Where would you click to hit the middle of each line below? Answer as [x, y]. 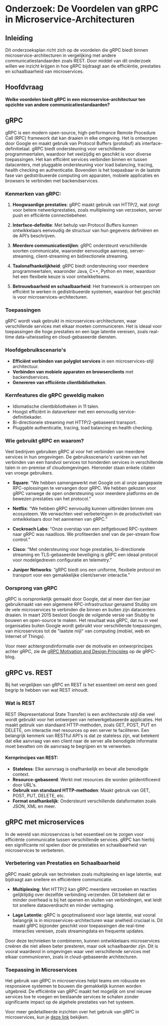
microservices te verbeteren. [35, 850]
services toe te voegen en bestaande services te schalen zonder [72, 997]
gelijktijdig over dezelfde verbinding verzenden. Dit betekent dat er [81, 894]
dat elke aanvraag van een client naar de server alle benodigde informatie [81, 741]
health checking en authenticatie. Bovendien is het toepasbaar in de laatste [83, 170]
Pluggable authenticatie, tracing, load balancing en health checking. [83, 427]
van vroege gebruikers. [29, 473]
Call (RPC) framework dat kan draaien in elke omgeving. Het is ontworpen [81, 138]
